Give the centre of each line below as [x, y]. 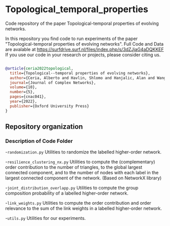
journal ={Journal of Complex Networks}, [53, 83]
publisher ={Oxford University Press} [50, 106]
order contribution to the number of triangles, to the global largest [74, 167]
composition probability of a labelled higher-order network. [67, 193]
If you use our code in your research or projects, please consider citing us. [83, 55]
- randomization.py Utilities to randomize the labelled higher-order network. [83, 152]
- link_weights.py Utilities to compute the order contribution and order [78, 203]
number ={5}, [23, 92]
